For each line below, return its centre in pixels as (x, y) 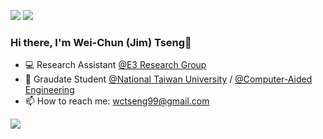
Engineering (49, 90)
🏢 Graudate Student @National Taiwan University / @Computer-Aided (168, 79)
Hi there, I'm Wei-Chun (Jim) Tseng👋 (101, 42)
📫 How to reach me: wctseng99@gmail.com (117, 101)
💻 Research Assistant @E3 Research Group (115, 65)
